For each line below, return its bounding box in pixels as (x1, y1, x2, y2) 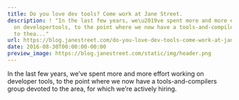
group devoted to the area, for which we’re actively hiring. (7, 84, 177, 93)
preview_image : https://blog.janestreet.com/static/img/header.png (7, 50, 212, 57)
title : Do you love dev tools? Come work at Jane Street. (7, 10, 183, 18)
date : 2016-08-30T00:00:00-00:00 (7, 43, 107, 50)
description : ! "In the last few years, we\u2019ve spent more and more (7, 17, 228, 24)
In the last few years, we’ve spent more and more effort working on (7, 69, 204, 78)
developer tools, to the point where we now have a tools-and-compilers (7, 77, 217, 85)
